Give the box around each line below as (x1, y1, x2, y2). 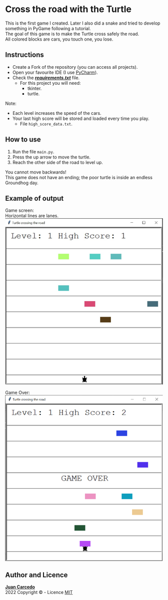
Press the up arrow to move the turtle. (12, 154, 91, 160)
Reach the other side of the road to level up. (12, 159, 103, 165)
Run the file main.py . (12, 148, 54, 155)
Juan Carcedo (5, 584, 35, 590)
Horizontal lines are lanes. (5, 213, 59, 219)
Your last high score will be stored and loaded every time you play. (12, 115, 149, 121)
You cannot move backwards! (5, 169, 66, 175)
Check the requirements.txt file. (12, 74, 80, 81)
